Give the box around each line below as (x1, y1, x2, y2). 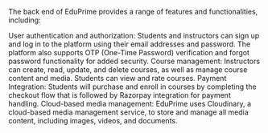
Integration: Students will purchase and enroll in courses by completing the (8, 82, 257, 91)
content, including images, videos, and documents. (8, 116, 178, 125)
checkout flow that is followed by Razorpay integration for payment (8, 91, 231, 99)
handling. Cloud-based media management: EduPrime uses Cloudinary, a (8, 99, 252, 108)
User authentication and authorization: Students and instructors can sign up (8, 31, 260, 40)
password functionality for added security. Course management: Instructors (8, 56, 260, 66)
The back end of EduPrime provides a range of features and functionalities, (8, 7, 258, 16)
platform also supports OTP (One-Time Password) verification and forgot (8, 48, 249, 57)
